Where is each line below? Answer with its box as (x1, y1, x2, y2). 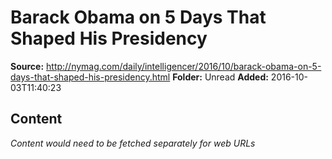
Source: (10, 60, 45, 72)
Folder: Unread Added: (172, 71, 269, 83)
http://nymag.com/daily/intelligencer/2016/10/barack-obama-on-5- (46, 60, 322, 72)
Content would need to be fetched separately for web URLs (10, 137, 256, 149)
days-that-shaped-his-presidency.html (10, 71, 171, 83)
